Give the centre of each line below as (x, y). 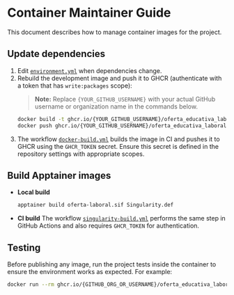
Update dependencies (56, 54)
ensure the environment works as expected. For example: (90, 272)
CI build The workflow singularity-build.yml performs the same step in (122, 218)
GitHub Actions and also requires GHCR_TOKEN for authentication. (108, 226)
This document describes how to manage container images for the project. (115, 32)
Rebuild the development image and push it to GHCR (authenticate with (119, 78)
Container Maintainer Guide (89, 13)
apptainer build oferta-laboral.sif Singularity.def (95, 205)
